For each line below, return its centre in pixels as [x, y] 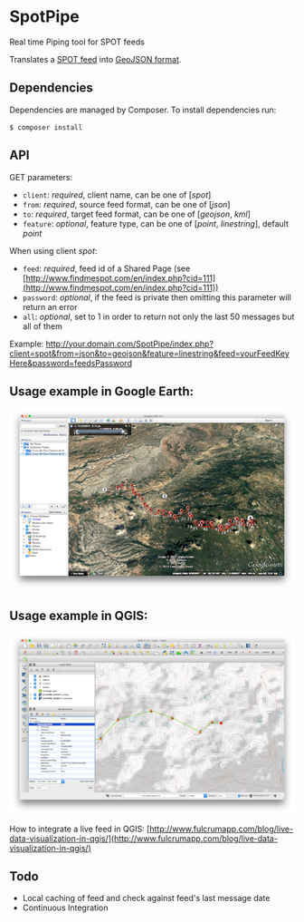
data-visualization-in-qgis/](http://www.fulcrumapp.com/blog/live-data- [144, 838]
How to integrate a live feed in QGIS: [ [80, 829]
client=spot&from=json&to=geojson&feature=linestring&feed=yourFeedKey [149, 353]
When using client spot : [53, 250]
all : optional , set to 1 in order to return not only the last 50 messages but [158, 316]
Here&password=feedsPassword [71, 363]
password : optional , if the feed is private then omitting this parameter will [157, 297]
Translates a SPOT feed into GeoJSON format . [95, 59]
